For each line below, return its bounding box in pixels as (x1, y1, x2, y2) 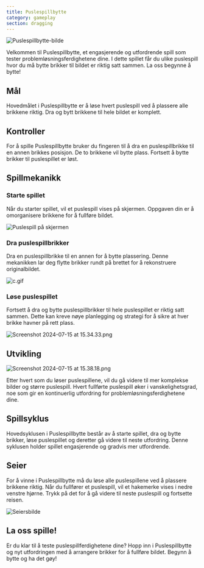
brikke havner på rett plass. (6, 319, 75, 327)
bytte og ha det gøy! (6, 555, 57, 562)
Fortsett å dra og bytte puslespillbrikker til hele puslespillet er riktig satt (6, 306, 185, 314)
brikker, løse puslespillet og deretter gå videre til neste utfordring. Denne (6, 436, 189, 444)
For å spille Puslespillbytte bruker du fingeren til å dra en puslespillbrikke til (6, 143, 194, 149)
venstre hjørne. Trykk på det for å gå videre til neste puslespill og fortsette (6, 489, 192, 497)
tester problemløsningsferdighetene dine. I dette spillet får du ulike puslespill (6, 55, 199, 63)
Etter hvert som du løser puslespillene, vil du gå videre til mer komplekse (6, 377, 189, 384)
